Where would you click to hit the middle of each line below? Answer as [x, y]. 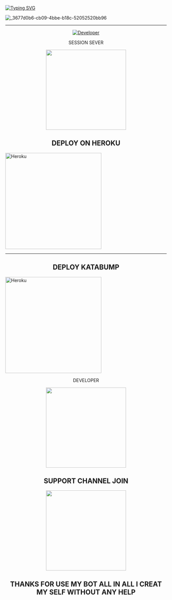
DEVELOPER [86, 380]
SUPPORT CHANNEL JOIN [86, 481]
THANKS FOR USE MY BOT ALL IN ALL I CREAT [86, 584]
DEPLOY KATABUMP [86, 267]
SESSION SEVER [86, 43]
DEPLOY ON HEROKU [86, 143]
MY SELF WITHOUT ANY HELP [86, 592]
